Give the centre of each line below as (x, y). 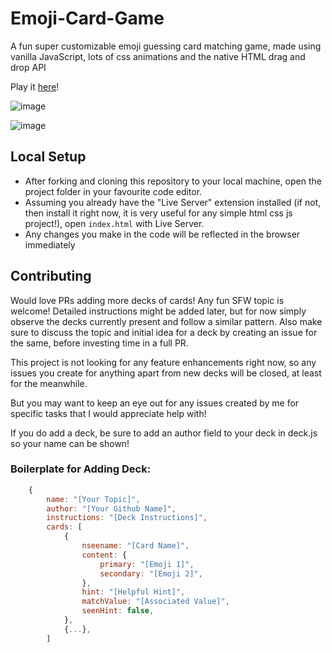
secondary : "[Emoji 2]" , (151, 573)
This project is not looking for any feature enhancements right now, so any (163, 362)
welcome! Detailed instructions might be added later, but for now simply (158, 311)
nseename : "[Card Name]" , (135, 546)
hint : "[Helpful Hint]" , (133, 592)
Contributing (51, 276)
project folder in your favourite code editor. (113, 191)
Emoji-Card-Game (87, 18)
